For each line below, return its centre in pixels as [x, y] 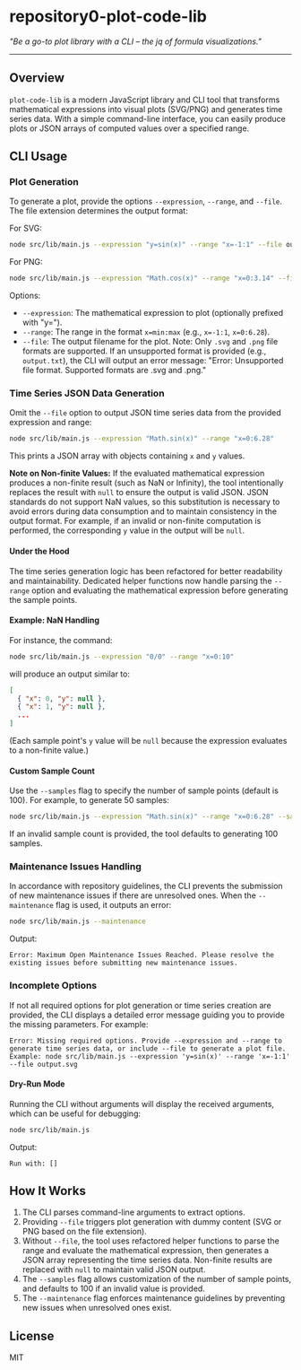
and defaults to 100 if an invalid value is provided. [114, 1288]
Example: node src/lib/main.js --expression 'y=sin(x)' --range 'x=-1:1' [150, 1056]
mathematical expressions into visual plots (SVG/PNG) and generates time [146, 109]
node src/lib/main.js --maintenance [77, 921]
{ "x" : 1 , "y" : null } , [61, 707]
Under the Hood [39, 551]
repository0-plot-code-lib [108, 17]
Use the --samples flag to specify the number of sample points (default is [144, 790]
